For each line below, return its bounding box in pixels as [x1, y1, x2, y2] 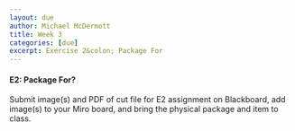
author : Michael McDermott [9, 22, 111, 31]
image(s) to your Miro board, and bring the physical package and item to [9, 104, 279, 115]
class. [9, 113, 32, 124]
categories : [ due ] [9, 38, 78, 48]
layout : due [9, 13, 54, 22]
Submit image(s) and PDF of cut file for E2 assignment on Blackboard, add [9, 94, 286, 105]
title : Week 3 [9, 30, 63, 39]
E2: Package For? [9, 74, 77, 85]
